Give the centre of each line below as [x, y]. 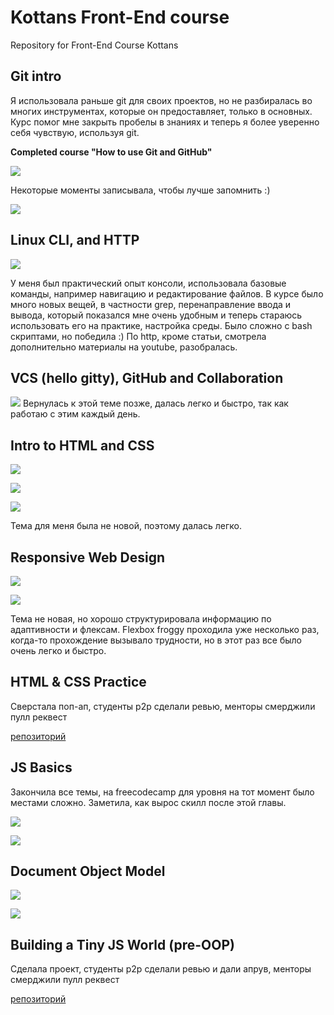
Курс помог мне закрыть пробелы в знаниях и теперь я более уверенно [165, 122]
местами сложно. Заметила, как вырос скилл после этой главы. [148, 802]
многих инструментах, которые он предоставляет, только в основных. [161, 111]
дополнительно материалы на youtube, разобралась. [124, 347]
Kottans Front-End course [120, 17]
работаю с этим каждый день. [75, 414]
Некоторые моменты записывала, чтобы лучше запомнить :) [140, 190]
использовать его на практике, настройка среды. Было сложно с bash [161, 325]
